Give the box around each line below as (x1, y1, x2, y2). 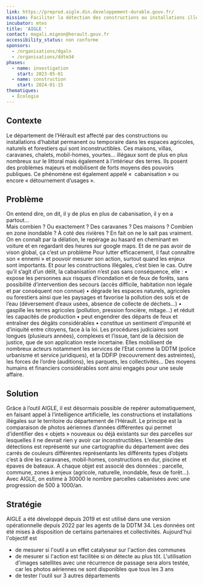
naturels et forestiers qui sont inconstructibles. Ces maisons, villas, (6, 145, 173, 152)
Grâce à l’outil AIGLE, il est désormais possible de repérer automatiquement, (6, 405, 196, 412)
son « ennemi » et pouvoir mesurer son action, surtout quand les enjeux (6, 255, 185, 263)
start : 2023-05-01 (17, 71, 63, 77)
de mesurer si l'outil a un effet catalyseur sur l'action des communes (14, 546, 186, 554)
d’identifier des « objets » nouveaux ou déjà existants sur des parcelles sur (6, 430, 193, 437)
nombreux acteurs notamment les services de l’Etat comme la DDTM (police (6, 345, 196, 353)
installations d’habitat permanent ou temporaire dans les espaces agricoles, (6, 138, 195, 145)
